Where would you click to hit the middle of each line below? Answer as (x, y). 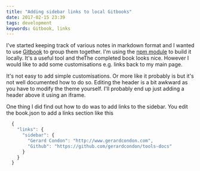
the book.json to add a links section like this (60, 113)
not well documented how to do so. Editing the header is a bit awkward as (97, 83)
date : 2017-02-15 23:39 (36, 17)
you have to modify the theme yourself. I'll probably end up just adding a (95, 89)
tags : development (29, 23)
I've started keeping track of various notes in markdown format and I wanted (100, 45)
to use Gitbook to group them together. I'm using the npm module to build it (99, 52)
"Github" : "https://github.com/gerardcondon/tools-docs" (100, 146)
